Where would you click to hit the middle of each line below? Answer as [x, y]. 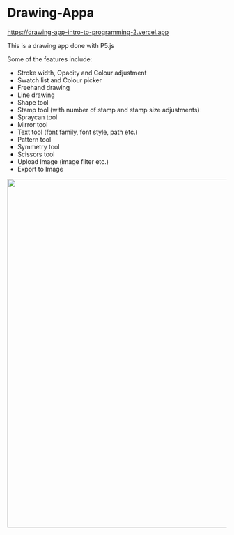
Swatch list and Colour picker [60, 80]
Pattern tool [34, 139]
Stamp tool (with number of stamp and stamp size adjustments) [108, 110]
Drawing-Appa [50, 13]
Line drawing [36, 95]
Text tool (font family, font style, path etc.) [77, 132]
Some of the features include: [50, 59]
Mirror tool [32, 124]
